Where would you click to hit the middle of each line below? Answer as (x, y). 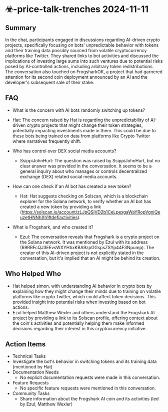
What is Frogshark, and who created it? (53, 227)
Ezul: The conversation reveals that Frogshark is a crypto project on (90, 237)
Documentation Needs (35, 372)
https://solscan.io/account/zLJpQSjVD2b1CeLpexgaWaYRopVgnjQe (91, 212)
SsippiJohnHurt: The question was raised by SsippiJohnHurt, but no (90, 160)
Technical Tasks (29, 356)
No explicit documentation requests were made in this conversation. (90, 377)
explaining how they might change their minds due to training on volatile (86, 291)
